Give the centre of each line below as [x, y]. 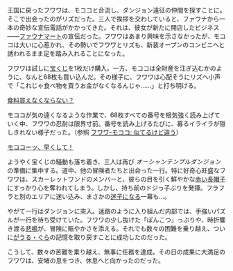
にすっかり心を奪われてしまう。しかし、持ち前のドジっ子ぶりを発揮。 [107, 188]
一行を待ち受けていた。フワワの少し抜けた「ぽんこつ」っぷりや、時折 [119, 220]
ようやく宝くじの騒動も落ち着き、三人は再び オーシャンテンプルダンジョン [114, 162]
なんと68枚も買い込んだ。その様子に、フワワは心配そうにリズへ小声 [123, 77]
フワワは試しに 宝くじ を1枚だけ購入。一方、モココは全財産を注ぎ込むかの [112, 68]
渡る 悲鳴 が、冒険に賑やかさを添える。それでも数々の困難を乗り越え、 [113, 228]
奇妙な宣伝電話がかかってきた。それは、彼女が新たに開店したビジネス [119, 27]
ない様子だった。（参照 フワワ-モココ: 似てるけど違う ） [104, 132]
